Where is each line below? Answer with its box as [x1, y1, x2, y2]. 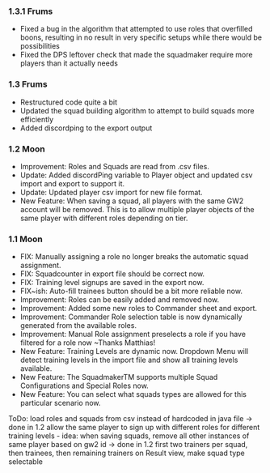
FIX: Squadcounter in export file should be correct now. [19, 269, 205, 279]
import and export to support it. [19, 178, 125, 188]
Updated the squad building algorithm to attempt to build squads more [19, 105, 255, 115]
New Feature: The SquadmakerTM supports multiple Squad [19, 373, 218, 382]
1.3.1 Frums [8, 6, 53, 17]
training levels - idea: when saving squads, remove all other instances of [8, 431, 250, 441]
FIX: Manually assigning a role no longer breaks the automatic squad [19, 252, 249, 262]
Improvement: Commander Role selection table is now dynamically [19, 312, 243, 322]
